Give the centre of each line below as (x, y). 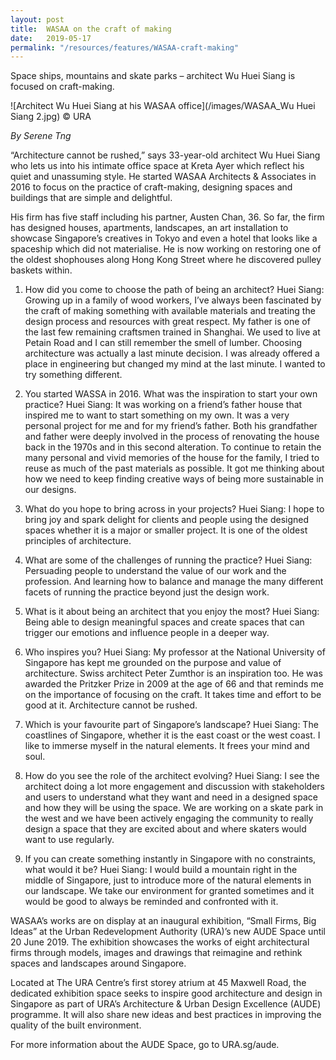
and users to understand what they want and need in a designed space (171, 797)
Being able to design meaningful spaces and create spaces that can (164, 622)
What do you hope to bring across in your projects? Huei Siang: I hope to (174, 509)
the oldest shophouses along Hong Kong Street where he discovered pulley (166, 260)
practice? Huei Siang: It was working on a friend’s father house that (163, 405)
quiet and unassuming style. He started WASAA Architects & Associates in (163, 177)
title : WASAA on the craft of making (91, 29)
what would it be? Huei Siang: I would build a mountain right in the (161, 870)
